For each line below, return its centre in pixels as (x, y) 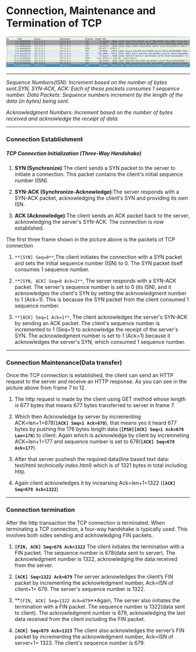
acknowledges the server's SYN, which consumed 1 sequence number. (100, 342)
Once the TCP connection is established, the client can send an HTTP (90, 376)
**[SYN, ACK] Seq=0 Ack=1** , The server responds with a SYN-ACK (95, 281)
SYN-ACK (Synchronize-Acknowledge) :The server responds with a (97, 192)
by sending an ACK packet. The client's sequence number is (87, 323)
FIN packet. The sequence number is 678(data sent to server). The (95, 552)
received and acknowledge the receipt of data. (63, 119)
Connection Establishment (45, 139)
